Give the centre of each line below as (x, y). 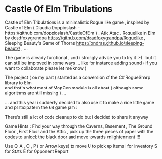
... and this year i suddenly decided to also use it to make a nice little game (80, 102)
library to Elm (18, 82)
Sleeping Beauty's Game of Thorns (40, 43)
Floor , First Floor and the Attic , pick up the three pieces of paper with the (79, 131)
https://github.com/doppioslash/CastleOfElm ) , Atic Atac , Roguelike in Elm (80, 33)
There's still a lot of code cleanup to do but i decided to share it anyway (77, 117)
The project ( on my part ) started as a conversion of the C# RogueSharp (78, 77)
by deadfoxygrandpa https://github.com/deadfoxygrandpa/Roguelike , (75, 38)
